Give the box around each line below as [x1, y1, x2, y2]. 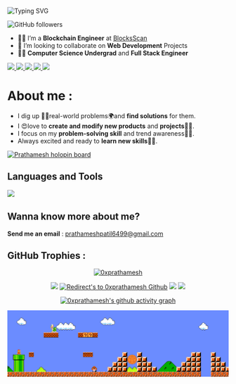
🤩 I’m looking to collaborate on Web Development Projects [17, 41, 188, 49]
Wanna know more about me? [7, 211, 140, 223]
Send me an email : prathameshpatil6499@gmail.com [7, 229, 164, 238]
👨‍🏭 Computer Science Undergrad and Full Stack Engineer [17, 49, 188, 57]
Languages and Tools [7, 171, 103, 183]
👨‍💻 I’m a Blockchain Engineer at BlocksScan [17, 34, 147, 42]
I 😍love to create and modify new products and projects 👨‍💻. [17, 122, 195, 130]
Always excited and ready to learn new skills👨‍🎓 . [17, 136, 158, 145]
